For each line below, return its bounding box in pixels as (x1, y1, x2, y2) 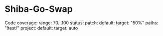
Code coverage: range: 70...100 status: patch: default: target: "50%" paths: (4, 20, 159, 26)
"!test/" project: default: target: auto (4, 25, 78, 31)
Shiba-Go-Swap (4, 3, 73, 15)
